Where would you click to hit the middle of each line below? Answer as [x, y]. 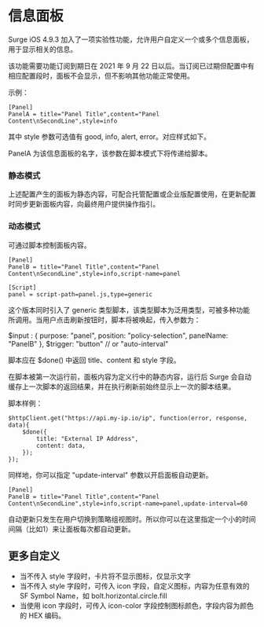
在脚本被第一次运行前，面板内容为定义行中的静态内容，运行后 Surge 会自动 [130, 376]
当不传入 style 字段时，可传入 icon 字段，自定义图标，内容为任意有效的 [134, 586]
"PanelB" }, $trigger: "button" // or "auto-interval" [88, 343]
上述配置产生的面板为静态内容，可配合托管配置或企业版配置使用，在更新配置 [132, 194]
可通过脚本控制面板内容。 [49, 245]
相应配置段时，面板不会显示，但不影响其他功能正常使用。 [101, 75]
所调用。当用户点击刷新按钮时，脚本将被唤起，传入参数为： [104, 320]
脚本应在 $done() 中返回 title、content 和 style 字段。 [94, 360]
